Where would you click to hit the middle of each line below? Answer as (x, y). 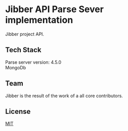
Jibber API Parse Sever (54, 9)
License (18, 112)
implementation (39, 20)
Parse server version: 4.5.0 (33, 62)
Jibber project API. (25, 34)
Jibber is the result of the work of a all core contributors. (64, 96)
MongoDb (16, 67)
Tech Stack (23, 50)
